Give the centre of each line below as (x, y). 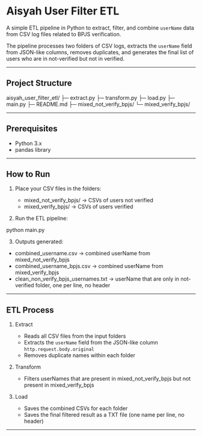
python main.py (26, 230)
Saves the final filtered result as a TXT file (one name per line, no (104, 415)
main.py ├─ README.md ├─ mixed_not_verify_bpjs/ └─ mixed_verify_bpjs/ (98, 104)
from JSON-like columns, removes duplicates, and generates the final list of (100, 52)
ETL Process (30, 310)
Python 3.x (28, 143)
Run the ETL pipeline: (41, 219)
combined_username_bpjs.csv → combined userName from (89, 266)
